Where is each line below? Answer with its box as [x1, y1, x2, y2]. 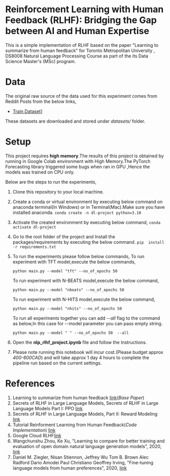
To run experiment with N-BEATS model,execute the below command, [12, 277, 159, 284]
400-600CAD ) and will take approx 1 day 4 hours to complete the [12, 354, 150, 360]
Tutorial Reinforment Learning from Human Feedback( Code [12, 422, 137, 428]
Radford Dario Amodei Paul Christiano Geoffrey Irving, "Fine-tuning [12, 459, 154, 465]
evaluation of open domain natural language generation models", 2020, [12, 443, 162, 449]
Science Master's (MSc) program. [5, 58, 76, 64]
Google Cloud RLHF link [12, 432, 62, 438]
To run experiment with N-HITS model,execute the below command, [12, 296, 156, 302]
